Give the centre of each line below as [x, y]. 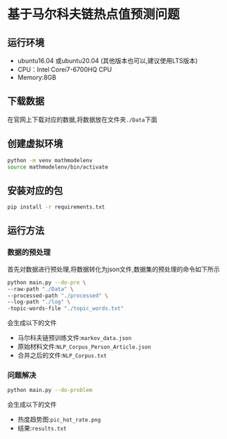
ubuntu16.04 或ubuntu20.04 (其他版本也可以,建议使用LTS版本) [108, 61]
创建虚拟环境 [35, 144]
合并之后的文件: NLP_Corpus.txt [62, 355]
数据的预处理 [29, 252]
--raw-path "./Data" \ [40, 289]
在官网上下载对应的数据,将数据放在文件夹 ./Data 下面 [82, 119]
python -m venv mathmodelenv [50, 160]
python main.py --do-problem [50, 391]
